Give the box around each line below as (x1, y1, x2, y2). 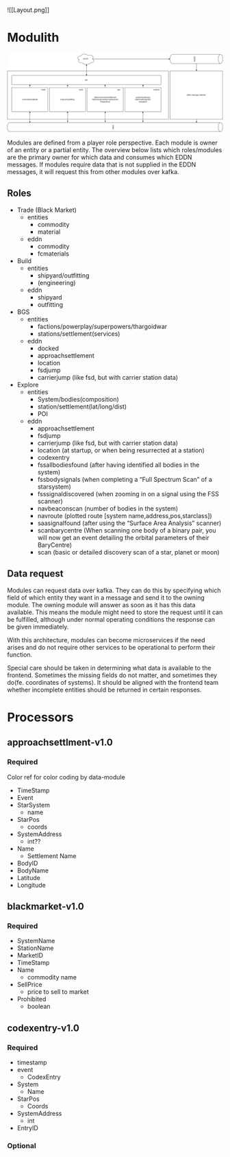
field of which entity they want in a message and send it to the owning (7, 593, 205, 602)
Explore (16, 380, 39, 389)
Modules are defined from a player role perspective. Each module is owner (7, 138, 218, 147)
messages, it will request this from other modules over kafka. (7, 168, 179, 176)
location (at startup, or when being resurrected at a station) (37, 446, 205, 454)
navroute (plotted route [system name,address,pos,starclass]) (37, 511, 212, 520)
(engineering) (37, 278, 77, 287)
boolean (27, 1002, 51, 1010)
